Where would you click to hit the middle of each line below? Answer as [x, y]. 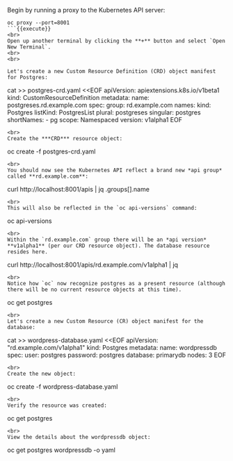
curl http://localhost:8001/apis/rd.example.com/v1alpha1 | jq [93, 265]
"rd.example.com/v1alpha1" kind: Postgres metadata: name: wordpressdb [112, 347]
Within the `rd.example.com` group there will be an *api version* [107, 240]
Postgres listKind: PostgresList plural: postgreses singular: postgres [104, 112]
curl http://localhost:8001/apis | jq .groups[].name [78, 189]
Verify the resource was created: [57, 405]
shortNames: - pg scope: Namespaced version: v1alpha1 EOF [95, 120]
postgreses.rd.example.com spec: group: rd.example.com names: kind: [109, 105]
